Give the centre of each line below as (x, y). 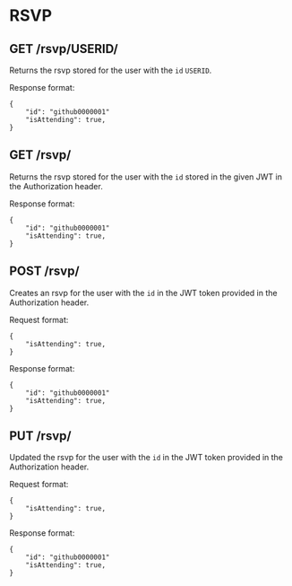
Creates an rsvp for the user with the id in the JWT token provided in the (143, 293)
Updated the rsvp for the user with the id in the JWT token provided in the (146, 458)
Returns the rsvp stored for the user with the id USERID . (111, 70)
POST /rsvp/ (44, 271)
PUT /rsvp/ (40, 436)
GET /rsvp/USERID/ (64, 49)
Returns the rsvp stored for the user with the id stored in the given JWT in (146, 177)
